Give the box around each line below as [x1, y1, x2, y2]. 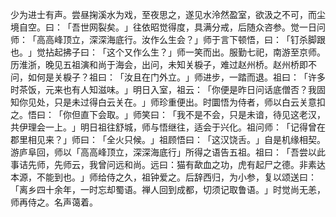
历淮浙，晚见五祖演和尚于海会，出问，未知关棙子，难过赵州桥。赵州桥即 [10, 59, 308, 70]
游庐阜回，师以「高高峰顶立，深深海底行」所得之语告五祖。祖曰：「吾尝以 [10, 146, 317, 158]
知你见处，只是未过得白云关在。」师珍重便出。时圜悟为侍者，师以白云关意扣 [10, 96, 326, 108]
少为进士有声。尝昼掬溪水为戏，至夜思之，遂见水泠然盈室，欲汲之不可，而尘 [10, 9, 326, 20]
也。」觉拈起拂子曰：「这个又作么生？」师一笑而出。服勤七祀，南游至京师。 [10, 46, 326, 58]
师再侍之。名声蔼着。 [10, 196, 98, 208]
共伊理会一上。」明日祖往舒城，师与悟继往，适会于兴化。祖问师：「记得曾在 [10, 121, 326, 133]
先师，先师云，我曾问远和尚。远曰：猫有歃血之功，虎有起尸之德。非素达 [27, 159, 326, 170]
